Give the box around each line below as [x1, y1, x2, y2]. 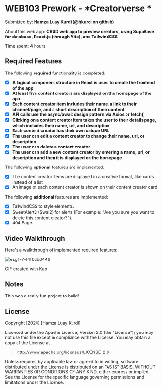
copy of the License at [5, 340, 50, 346]
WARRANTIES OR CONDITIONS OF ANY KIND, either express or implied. [5, 369, 150, 375]
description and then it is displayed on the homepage [12, 155, 122, 161]
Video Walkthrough [5, 234, 65, 242]
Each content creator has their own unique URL [12, 128, 109, 134]
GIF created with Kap [5, 266, 48, 272]
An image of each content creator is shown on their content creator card [12, 185, 158, 190]
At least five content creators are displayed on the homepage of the [12, 90, 152, 96]
